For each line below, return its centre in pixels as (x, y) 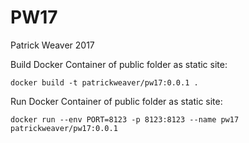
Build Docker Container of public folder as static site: (119, 64)
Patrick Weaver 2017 (52, 45)
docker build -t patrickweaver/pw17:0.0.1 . (104, 82)
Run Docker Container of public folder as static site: (116, 101)
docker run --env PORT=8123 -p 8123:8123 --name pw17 (125, 119)
